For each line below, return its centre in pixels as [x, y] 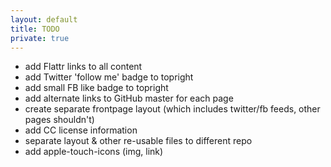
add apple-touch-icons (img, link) [94, 152]
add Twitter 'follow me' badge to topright [109, 77]
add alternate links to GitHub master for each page [129, 98]
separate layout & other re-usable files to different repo [138, 141]
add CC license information [81, 130]
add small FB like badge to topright [96, 88]
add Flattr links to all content [83, 67]
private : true [40, 38]
